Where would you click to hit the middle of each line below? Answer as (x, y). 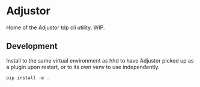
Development (32, 46)
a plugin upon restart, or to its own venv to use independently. (83, 67)
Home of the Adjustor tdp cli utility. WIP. (56, 27)
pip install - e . (28, 78)
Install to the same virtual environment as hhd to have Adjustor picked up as (100, 60)
